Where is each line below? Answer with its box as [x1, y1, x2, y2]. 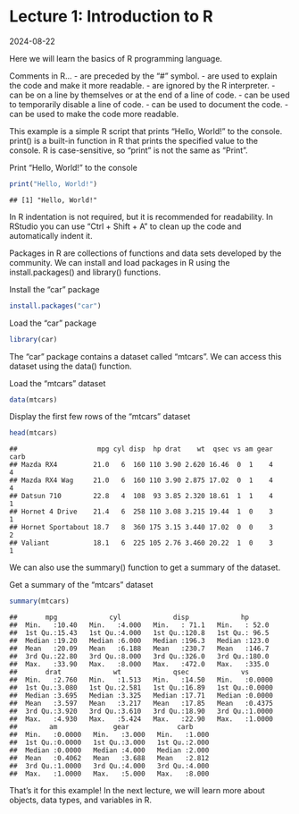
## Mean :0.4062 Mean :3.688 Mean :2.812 [9, 754, 210, 763]
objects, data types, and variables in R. [9, 794, 153, 806]
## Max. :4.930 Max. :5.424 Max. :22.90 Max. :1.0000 [9, 715, 274, 724]
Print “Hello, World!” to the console [9, 162, 138, 173]
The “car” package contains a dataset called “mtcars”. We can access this [9, 351, 282, 361]
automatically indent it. [9, 230, 93, 241]
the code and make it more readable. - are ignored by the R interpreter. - [9, 80, 276, 90]
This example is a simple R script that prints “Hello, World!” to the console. [9, 125, 283, 136]
